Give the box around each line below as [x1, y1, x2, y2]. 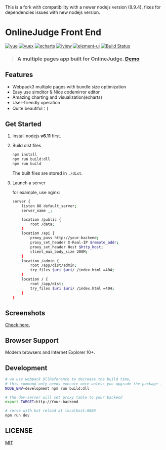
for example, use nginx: [12, 190, 60, 196]
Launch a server [12, 180, 46, 186]
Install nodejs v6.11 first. [12, 133, 61, 139]
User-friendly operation [12, 99, 61, 105]
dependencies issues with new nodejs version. [5, 9, 100, 15]
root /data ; [30, 222, 55, 227]
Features [5, 71, 33, 79]
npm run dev [5, 413, 30, 418]
